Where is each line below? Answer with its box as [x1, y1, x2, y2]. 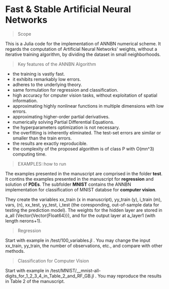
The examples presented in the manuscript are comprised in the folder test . [5, 170, 163, 177]
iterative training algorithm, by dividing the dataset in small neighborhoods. [5, 51, 161, 57]
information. [12, 97, 38, 104]
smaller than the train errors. [12, 135, 72, 141]
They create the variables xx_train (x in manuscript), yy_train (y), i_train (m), [5, 196, 162, 202]
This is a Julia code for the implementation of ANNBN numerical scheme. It [5, 40, 161, 46]
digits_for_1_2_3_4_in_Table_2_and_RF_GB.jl [5, 273, 94, 279]
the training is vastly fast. [12, 70, 65, 77]
